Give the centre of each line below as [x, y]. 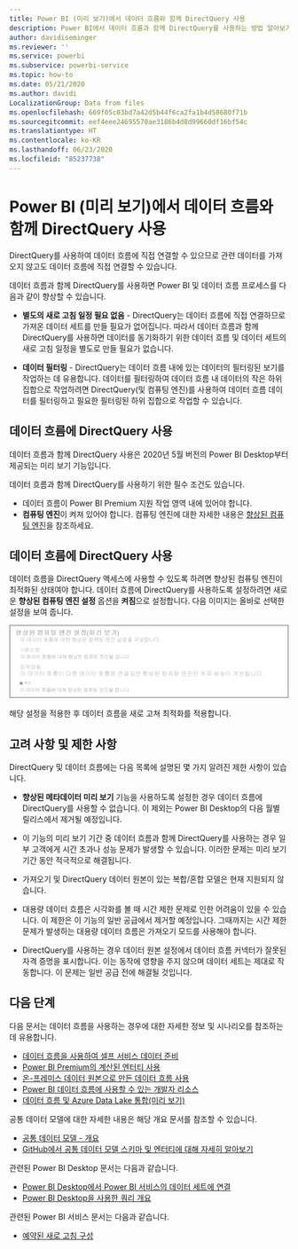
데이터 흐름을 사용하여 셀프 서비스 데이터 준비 [100, 1056]
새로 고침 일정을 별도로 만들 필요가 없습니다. [98, 348]
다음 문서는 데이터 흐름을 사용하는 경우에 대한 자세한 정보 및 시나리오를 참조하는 [146, 1025]
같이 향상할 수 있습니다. [66, 296]
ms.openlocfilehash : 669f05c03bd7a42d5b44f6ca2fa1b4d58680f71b [129, 112]
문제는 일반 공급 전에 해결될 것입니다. [129, 972]
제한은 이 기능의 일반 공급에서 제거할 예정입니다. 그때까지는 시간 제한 [169, 920]
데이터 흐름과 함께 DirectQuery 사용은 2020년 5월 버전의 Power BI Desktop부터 [149, 454]
